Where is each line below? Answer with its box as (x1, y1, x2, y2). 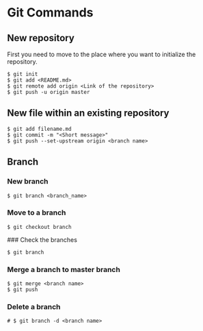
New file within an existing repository (7, 108, 170, 119)
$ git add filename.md (7, 125, 72, 132)
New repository (7, 32, 75, 44)
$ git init (7, 71, 38, 77)
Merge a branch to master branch (7, 265, 121, 274)
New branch (7, 177, 49, 186)
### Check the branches (7, 235, 77, 244)
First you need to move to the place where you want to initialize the (7, 50, 196, 58)
